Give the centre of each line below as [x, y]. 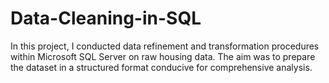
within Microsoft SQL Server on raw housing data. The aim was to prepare [163, 56]
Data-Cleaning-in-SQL [106, 18]
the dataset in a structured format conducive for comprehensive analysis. [161, 67]
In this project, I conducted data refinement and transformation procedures [165, 46]
